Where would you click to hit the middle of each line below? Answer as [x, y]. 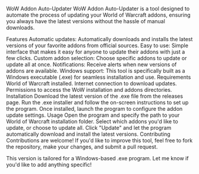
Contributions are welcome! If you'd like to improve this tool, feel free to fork [99, 140]
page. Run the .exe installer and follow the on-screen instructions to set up [97, 102]
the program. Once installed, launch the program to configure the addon [94, 109]
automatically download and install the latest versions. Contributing [88, 134]
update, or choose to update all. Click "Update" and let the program [89, 128]
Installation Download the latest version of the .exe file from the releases [94, 96]
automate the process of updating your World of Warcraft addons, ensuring [99, 15]
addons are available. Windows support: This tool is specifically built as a [96, 71]
